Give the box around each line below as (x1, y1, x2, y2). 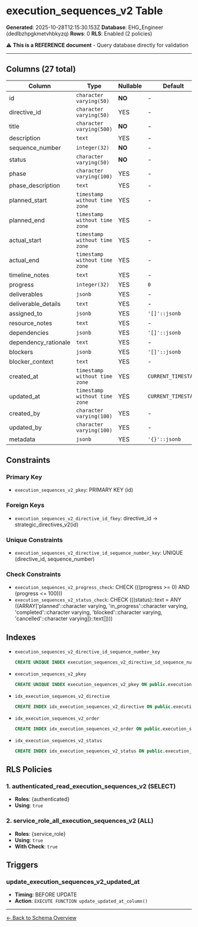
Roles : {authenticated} (14, 796, 70, 803)
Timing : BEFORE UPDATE (14, 891, 77, 898)
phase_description (9, 181, 61, 189)
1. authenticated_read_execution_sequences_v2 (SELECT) (6, 782, 176, 790)
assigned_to (9, 309, 43, 317)
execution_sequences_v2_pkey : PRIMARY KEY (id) (14, 487, 134, 494)
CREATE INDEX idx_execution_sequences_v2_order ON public (14, 726, 160, 732)
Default (163, 82, 184, 90)
